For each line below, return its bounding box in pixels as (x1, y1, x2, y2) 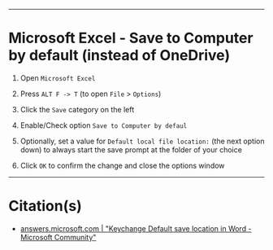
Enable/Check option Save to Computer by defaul (19, 120, 188, 130)
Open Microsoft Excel (19, 72, 96, 82)
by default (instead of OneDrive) (8, 46, 230, 65)
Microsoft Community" (19, 232, 97, 242)
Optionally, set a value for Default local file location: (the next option (19, 136, 265, 146)
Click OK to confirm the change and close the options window (19, 160, 225, 170)
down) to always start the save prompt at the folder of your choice (19, 144, 242, 155)
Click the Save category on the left (19, 104, 135, 114)
